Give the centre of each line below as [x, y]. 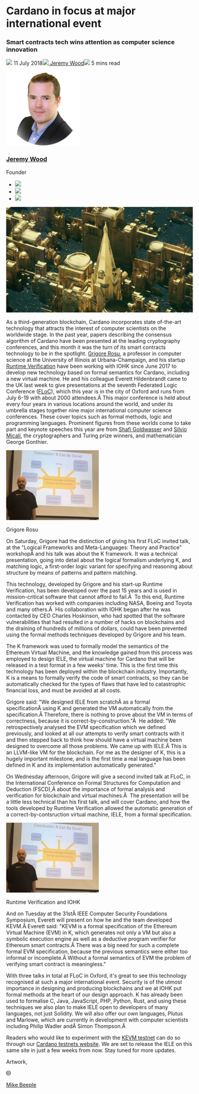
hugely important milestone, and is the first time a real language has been [96, 759]
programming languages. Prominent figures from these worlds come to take [99, 423]
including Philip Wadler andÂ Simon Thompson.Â [66, 1026]
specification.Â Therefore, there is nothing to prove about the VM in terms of [99, 715]
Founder [16, 172]
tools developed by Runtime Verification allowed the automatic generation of [99, 808]
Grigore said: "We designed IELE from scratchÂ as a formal [78, 702]
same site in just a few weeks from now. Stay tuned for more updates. [91, 1051]
